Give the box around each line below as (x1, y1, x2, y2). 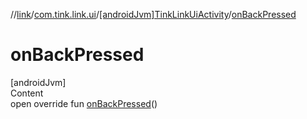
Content (10, 87, 44, 99)
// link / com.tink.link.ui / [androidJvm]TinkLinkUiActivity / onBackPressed (10, 9, 297, 20)
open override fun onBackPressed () (10, 97, 158, 109)
